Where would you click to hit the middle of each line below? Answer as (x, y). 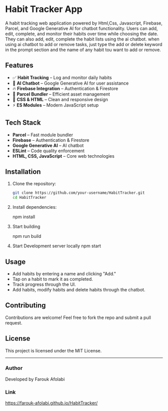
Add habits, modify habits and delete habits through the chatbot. (79, 289)
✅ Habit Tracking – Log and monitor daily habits (62, 77)
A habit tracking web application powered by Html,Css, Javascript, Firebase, (84, 23)
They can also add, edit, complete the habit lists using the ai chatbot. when (82, 39)
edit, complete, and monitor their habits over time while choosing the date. (82, 34)
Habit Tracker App (44, 9)
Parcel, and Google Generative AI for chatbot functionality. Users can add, (81, 28)
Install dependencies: (34, 207)
